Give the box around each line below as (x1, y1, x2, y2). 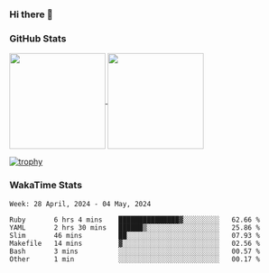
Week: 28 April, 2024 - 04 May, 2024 (9, 199, 152, 208)
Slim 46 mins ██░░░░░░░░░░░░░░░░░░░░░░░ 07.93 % (9, 231, 260, 240)
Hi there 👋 (9, 8, 54, 21)
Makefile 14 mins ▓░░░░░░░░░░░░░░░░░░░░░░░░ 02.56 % (9, 239, 260, 248)
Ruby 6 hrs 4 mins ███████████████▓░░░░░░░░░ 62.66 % (9, 215, 260, 224)
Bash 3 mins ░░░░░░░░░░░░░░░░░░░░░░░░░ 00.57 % (9, 247, 260, 256)
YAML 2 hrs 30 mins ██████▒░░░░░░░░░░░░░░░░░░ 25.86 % (9, 223, 260, 232)
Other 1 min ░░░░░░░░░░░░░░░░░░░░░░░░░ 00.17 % (9, 254, 260, 264)
